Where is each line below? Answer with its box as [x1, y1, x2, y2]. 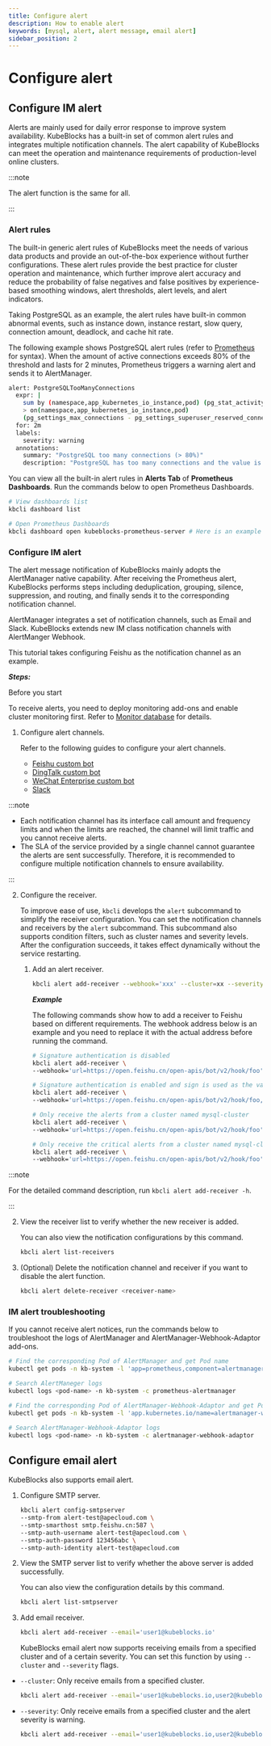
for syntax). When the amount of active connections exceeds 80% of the [8, 351, 251, 360]
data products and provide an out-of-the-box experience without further [8, 251, 249, 261]
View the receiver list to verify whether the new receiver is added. [19, 1217, 240, 1226]
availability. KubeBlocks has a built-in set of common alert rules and [8, 131, 234, 141]
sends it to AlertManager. [8, 368, 93, 378]
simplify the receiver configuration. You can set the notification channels [19, 914, 262, 923]
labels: [15, 429, 42, 437]
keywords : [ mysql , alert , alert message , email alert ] [8, 27, 197, 35]
